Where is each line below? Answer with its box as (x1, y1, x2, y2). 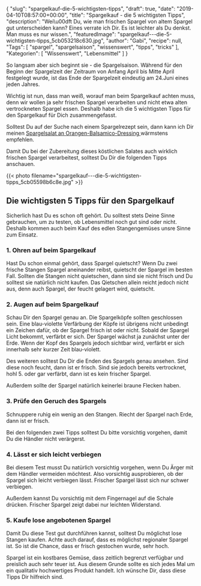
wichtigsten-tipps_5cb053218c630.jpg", (6, 37, 105, 44)
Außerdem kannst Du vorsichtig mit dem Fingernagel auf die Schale (6, 495, 174, 502)
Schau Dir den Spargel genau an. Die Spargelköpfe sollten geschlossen (6, 314, 183, 321)
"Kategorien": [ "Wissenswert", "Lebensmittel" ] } (6, 50, 128, 57)
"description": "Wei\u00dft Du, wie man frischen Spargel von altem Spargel (6, 18, 193, 25)
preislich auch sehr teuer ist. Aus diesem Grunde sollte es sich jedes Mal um (6, 561, 195, 568)
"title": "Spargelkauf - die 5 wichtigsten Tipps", (69, 11, 185, 19)
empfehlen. (6, 136, 35, 143)
